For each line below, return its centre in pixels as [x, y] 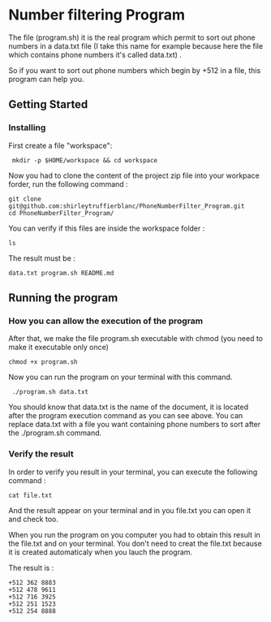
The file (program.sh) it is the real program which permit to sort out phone [132, 37]
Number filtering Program [97, 15]
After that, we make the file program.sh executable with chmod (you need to [136, 339]
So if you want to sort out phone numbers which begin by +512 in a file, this [135, 70]
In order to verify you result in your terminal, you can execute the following [133, 472]
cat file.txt [30, 495]
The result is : [31, 568]
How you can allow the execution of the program [106, 321]
